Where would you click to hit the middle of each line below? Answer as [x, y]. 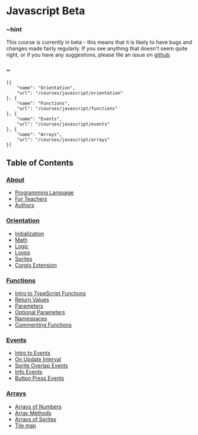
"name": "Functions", [43, 103]
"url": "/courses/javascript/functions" [67, 108]
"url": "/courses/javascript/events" [63, 124]
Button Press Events [39, 378]
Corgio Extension [36, 265]
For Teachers [31, 199]
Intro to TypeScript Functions [50, 293]
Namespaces [31, 319]
